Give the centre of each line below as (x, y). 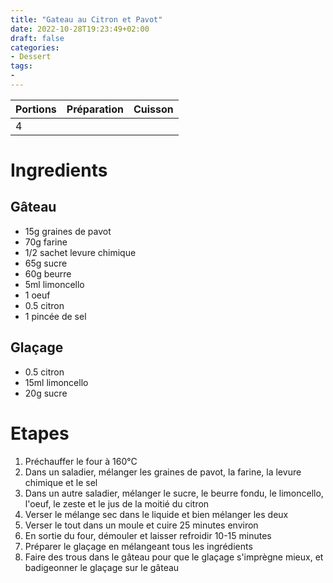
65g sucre (46, 263)
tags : (21, 66)
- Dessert (31, 57)
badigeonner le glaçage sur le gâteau (102, 567)
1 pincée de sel (55, 316)
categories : (35, 47)
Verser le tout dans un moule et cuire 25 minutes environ (141, 525)
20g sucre (46, 393)
